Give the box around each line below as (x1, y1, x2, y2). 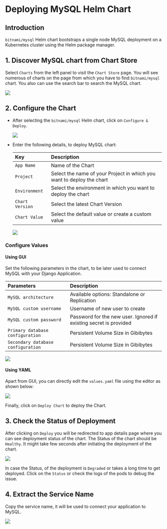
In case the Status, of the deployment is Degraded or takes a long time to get (5, 465, 161, 471)
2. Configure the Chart (5, 104, 76, 113)
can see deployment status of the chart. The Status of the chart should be (5, 435, 157, 441)
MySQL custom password (7, 317, 61, 322)
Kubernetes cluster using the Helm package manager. (5, 42, 115, 48)
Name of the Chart (51, 162, 94, 169)
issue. (5, 476, 17, 482)
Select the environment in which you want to (51, 184, 155, 191)
